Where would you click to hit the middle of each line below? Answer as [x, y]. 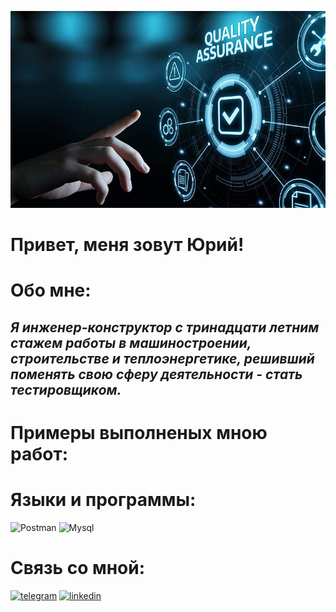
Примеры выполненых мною [139, 432]
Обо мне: [51, 290]
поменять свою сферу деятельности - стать [156, 374]
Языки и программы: [103, 500]
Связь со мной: [78, 568]
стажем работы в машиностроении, [131, 342]
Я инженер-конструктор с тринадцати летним [165, 327]
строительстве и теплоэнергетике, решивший [162, 358]
